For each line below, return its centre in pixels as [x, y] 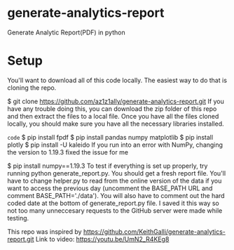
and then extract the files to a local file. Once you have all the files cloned [113, 116]
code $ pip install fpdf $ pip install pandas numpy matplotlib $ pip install [110, 137]
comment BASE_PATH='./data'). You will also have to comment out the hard [116, 195]
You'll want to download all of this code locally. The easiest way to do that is [117, 80]
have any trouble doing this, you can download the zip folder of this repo [112, 108]
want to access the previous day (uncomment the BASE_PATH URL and [110, 188]
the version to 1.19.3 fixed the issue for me [68, 152]
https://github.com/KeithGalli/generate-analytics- [154, 231]
